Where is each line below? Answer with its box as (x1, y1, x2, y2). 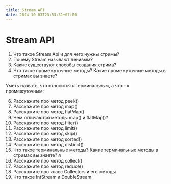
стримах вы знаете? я (13, 152, 61, 158)
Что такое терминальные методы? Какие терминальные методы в (13, 147, 159, 153)
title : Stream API (6, 7, 45, 13)
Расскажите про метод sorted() (13, 136, 82, 142)
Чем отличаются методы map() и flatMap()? (13, 114, 109, 121)
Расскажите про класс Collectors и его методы (13, 169, 116, 175)
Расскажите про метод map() (13, 103, 78, 110)
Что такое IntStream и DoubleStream (13, 174, 92, 180)
